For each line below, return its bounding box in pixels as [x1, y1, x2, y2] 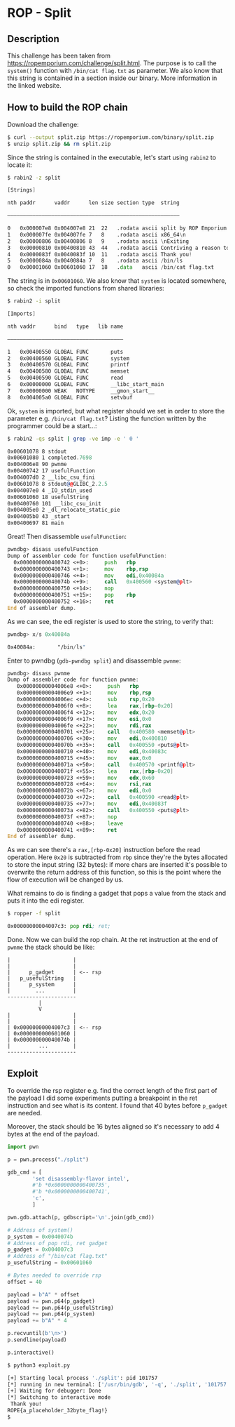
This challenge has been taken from [7, 51, 111, 60]
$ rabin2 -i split [7, 298, 61, 305]
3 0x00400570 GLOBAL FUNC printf [7, 361, 130, 369]
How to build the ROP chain [7, 102, 128, 114]
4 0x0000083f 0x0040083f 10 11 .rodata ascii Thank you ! [7, 251, 192, 258]
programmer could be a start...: [7, 421, 97, 430]
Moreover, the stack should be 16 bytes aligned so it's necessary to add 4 [7, 1122, 220, 1131]
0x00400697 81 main [7, 519, 64, 527]
